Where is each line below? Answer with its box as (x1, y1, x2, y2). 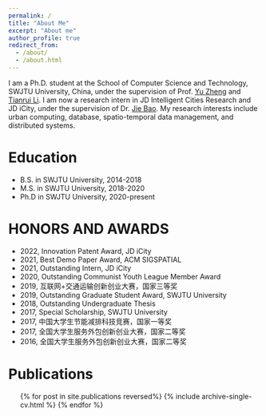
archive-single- (201, 391, 252, 401)
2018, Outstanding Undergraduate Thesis (19, 299, 156, 308)
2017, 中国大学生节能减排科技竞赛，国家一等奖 (19, 316, 173, 326)
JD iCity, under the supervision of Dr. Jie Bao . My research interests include (8, 103, 258, 113)
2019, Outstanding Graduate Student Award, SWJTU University (19, 290, 228, 299)
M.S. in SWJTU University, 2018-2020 (19, 183, 145, 192)
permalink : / (8, 11, 52, 20)
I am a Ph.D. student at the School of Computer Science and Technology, (8, 77, 249, 88)
